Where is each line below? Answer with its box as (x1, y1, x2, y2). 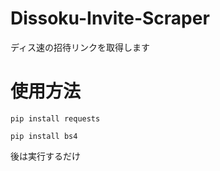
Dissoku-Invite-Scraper (10, 7, 210, 30)
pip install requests (10, 113, 101, 124)
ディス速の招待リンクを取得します (10, 41, 151, 53)
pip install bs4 (10, 131, 78, 141)
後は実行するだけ (10, 150, 81, 162)
